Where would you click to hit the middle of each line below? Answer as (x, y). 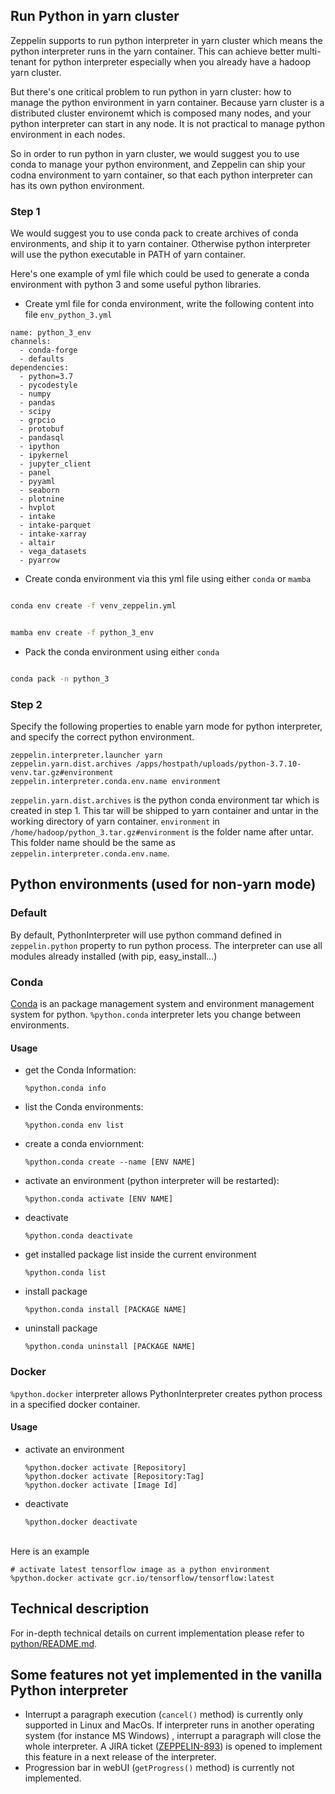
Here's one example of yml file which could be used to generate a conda (160, 274)
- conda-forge (48, 350)
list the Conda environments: (84, 1107)
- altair (37, 543)
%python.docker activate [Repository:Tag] (114, 1476)
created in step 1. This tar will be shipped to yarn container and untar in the (164, 811)
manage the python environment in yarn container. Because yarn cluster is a (167, 102)
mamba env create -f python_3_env (82, 632)
